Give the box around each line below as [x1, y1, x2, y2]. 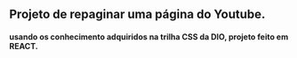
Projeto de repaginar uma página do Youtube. [9, 7, 266, 22]
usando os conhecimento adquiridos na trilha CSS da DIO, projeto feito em [9, 31, 289, 42]
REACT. [9, 40, 38, 51]
